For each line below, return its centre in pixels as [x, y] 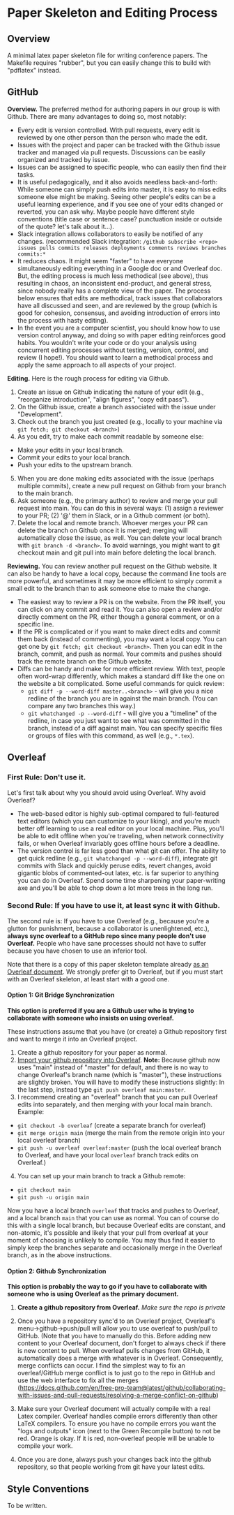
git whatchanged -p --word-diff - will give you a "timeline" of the [122, 713]
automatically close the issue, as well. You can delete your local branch [119, 537]
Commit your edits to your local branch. [74, 457]
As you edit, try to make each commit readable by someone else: [110, 436]
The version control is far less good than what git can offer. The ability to [122, 851]
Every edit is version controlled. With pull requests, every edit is [109, 130]
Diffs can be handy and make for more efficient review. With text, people [121, 668]
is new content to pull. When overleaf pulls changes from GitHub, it [114, 1351]
